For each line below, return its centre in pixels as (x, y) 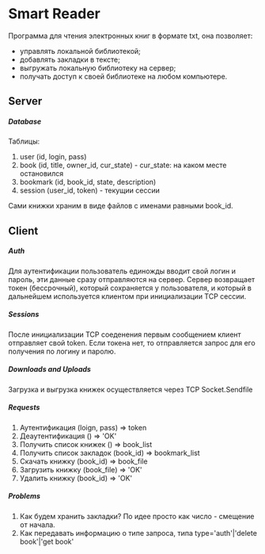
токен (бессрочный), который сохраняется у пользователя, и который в (130, 288)
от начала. (37, 525)
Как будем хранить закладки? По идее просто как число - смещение (137, 516)
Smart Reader (54, 14)
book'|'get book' (47, 541)
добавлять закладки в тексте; (70, 59)
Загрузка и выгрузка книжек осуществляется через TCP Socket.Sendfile (131, 389)
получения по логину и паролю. (62, 351)
